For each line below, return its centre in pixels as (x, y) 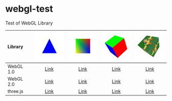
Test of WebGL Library (29, 23)
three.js (15, 91)
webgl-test (29, 9)
